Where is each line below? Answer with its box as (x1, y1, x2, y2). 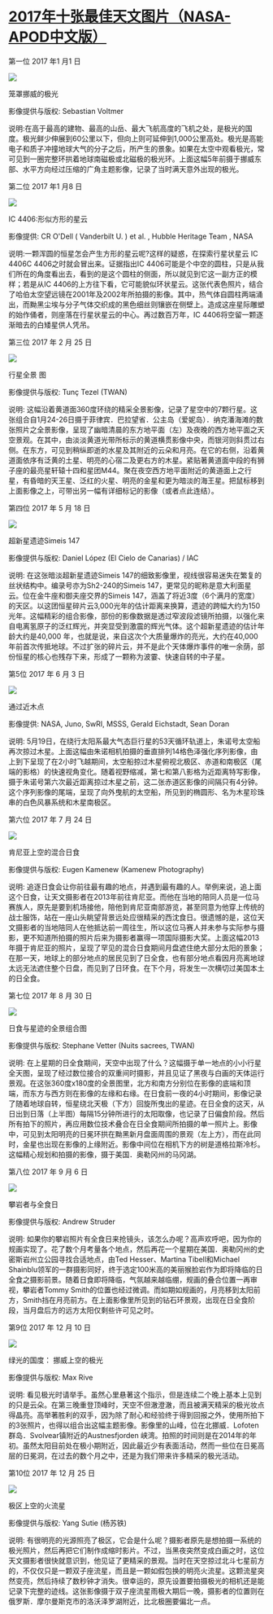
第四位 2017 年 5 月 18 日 (8, 502, 91, 513)
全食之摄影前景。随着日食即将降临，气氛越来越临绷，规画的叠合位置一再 (8, 1274, 250, 1284)
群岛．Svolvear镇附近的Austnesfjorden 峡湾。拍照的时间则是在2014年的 (8, 1430, 250, 1440)
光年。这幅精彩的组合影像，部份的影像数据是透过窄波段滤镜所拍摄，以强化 (8, 611, 258, 621)
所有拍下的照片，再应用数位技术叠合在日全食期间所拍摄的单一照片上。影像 (8, 1119, 258, 1129)
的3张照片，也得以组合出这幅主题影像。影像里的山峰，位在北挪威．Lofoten (8, 1420, 259, 1430)
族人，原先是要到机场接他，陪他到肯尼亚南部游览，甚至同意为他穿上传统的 (15, 901, 265, 912)
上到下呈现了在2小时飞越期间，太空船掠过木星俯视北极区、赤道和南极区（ (8, 757, 255, 766)
